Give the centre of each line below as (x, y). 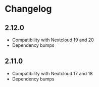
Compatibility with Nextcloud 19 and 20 (53, 40)
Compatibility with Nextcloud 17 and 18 (52, 73)
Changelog (28, 9)
